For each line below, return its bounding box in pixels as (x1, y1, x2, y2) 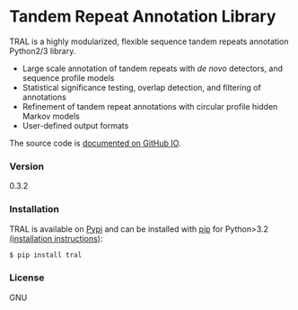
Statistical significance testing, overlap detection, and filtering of (22, 82, 262, 93)
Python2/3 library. (9, 45, 76, 56)
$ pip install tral (9, 250, 83, 260)
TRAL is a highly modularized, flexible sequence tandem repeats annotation (9, 36, 289, 47)
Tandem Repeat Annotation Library (9, 6, 276, 27)
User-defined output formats (22, 120, 129, 131)
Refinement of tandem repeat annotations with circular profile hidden (22, 101, 278, 111)
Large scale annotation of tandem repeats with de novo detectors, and (22, 63, 284, 74)
